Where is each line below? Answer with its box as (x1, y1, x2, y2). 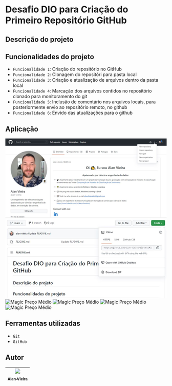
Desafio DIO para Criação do (5, 4, 128, 15)
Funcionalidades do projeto (5, 52, 95, 61)
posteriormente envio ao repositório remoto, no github (12, 104, 127, 111)
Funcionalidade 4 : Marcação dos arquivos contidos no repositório (12, 88, 152, 94)
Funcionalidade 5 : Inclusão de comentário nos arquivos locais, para (12, 99, 156, 105)
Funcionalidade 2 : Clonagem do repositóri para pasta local (12, 71, 137, 78)
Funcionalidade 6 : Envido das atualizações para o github (12, 109, 133, 116)
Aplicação (5, 124, 38, 133)
